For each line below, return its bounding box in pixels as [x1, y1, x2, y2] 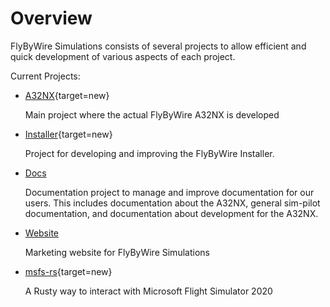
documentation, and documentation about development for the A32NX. [24, 207, 319, 219]
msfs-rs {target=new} [24, 265, 113, 277]
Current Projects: [10, 70, 81, 82]
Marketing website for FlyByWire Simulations [24, 246, 210, 258]
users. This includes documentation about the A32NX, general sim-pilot [24, 197, 321, 209]
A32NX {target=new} [24, 89, 110, 101]
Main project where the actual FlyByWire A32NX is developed [24, 108, 280, 121]
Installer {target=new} [24, 128, 113, 140]
